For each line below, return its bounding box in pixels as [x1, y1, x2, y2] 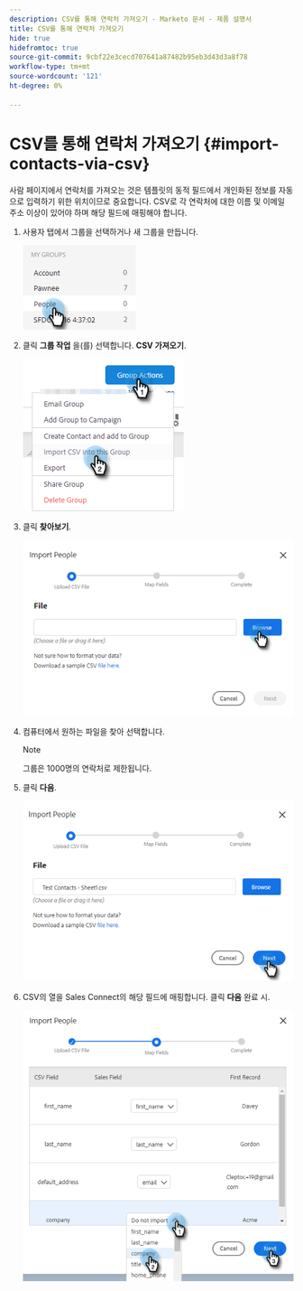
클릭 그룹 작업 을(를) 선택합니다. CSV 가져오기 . [22, 340, 187, 351]
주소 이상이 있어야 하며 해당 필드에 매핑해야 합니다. [9, 207, 188, 218]
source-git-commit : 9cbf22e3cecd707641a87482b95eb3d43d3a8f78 [9, 52, 248, 62]
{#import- [203, 134, 280, 154]
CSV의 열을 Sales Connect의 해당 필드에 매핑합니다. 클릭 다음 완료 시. [22, 991, 271, 1002]
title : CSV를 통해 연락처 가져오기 [9, 23, 124, 33]
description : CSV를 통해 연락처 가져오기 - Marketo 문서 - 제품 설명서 [9, 14, 252, 23]
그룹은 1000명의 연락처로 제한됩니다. [22, 762, 152, 773]
